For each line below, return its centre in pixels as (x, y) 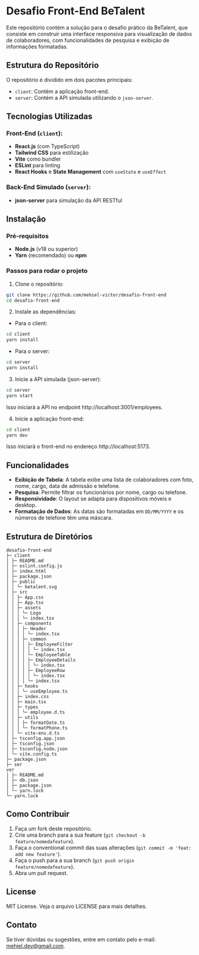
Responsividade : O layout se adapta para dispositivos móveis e (93, 499)
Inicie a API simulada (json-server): (58, 379)
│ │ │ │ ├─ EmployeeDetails (41, 660)
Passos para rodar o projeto (47, 271)
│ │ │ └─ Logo (24, 613)
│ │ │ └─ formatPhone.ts (37, 728)
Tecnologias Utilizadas (49, 117)
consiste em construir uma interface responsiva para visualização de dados (99, 33)
